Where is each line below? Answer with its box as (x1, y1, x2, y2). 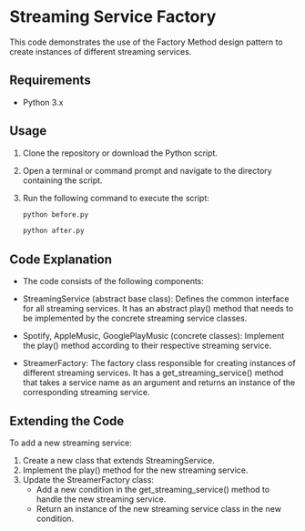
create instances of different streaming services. (9, 46, 192, 56)
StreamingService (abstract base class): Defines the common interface (22, 293, 290, 304)
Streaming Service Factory (9, 6, 217, 27)
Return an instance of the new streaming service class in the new (36, 503, 282, 514)
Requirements (9, 73, 91, 88)
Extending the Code (9, 413, 125, 429)
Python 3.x (22, 97, 64, 107)
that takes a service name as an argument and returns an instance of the (22, 377, 296, 388)
